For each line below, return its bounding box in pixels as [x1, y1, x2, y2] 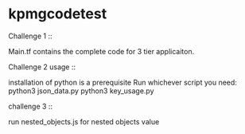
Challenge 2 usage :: [8, 61, 76, 72]
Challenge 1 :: [8, 31, 52, 41]
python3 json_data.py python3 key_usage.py [8, 85, 154, 96]
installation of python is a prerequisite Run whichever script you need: [8, 77, 237, 87]
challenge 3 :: [8, 101, 53, 111]
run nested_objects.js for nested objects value [8, 116, 160, 126]
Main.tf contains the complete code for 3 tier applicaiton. [8, 46, 195, 56]
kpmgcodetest [8, 5, 107, 23]
